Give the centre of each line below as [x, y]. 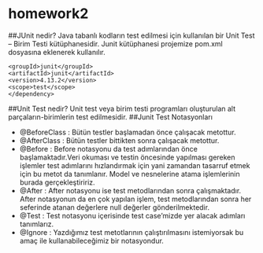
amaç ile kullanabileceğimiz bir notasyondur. [91, 240]
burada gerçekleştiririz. [57, 182]
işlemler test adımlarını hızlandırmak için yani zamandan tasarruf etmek [135, 165]
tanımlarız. [37, 224]
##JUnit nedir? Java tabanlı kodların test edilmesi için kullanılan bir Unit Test [131, 35]
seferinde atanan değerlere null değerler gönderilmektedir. [115, 207]
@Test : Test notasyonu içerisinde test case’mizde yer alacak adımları [132, 215]
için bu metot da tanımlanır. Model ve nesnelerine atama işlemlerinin [130, 174]
